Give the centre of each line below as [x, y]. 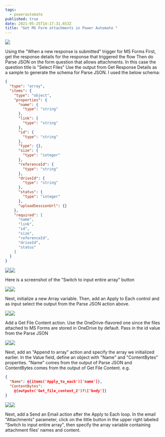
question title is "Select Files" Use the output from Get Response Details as [81, 67]
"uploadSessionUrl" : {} [43, 206]
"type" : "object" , [33, 95]
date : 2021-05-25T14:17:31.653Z [38, 24]
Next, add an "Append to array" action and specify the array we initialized [80, 352]
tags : [11, 10]
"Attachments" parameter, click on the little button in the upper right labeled [82, 419]
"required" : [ [28, 215]
